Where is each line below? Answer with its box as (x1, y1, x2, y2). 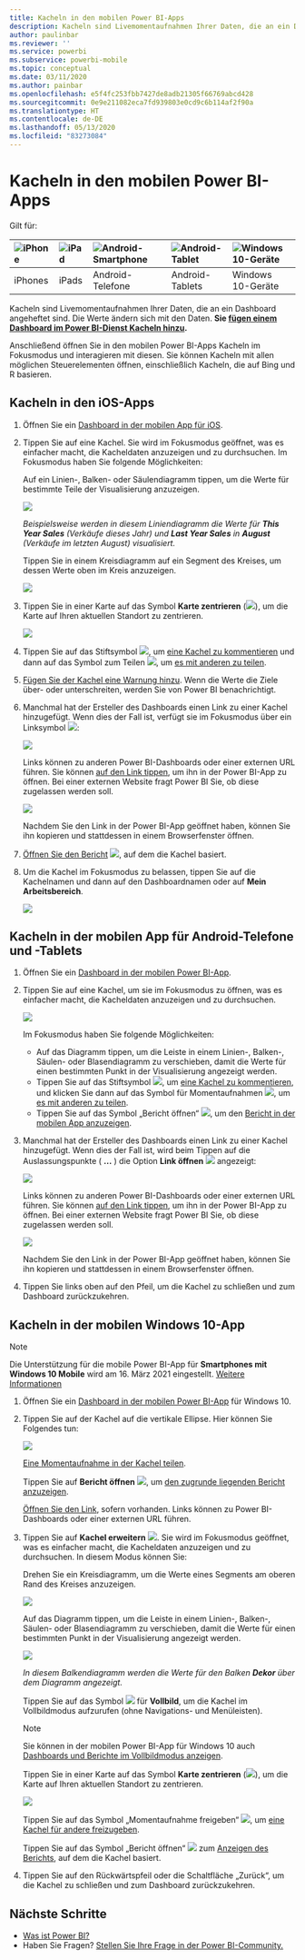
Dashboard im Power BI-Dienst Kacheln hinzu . (9, 322, 188, 333)
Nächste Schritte (9, 1905, 107, 1922)
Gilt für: (9, 220, 38, 231)
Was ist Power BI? (22, 1930, 91, 1941)
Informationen (9, 1378, 62, 1389)
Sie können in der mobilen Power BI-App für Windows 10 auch (22, 1741, 256, 1752)
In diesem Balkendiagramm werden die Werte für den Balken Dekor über (22, 1667, 295, 1678)
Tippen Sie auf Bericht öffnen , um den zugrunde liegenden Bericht (22, 1477, 286, 1487)
